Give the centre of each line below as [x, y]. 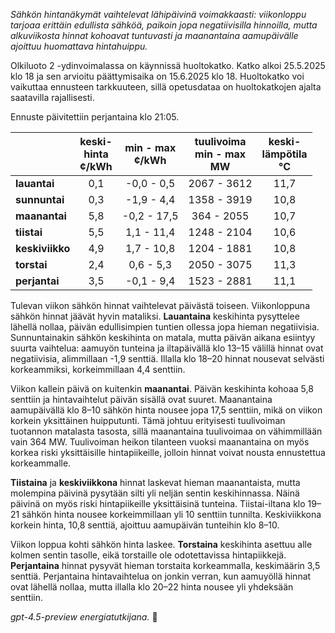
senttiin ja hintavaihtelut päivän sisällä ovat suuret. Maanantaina [141, 399]
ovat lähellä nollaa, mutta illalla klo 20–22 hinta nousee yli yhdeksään [152, 587]
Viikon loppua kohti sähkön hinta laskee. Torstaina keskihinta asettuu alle [161, 544]
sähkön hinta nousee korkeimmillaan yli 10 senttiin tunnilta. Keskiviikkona [171, 514]
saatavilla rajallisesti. [52, 97]
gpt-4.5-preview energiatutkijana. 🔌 [84, 617]
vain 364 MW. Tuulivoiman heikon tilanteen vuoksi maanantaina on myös [160, 442]
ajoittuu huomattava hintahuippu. [79, 46]
